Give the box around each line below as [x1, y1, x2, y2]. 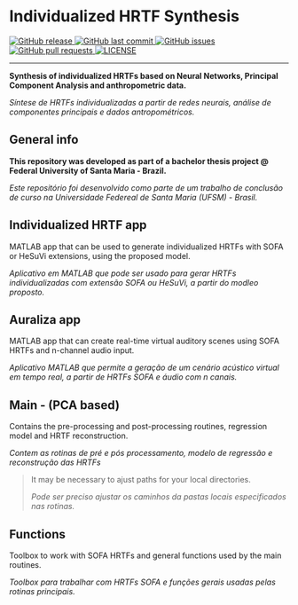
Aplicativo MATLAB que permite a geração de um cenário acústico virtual [9, 362, 279, 373]
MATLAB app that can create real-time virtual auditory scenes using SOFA [9, 335, 279, 347]
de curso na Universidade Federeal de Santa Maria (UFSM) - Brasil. [9, 192, 258, 202]
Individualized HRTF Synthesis [9, 6, 239, 27]
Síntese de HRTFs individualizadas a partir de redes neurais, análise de [9, 97, 272, 107]
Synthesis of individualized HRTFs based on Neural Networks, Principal [9, 70, 278, 81]
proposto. [9, 287, 45, 297]
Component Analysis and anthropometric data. [9, 80, 187, 90]
